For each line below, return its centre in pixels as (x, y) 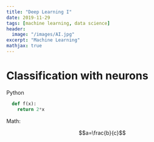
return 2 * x (31, 109)
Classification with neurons (77, 76)
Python (15, 92)
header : (16, 29)
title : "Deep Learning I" (39, 12)
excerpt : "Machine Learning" (43, 40)
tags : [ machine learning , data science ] (58, 23)
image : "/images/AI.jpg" (43, 35)
